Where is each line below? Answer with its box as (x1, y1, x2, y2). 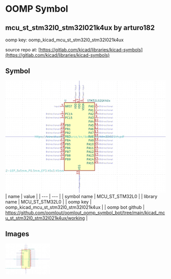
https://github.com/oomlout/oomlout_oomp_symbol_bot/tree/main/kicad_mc (5, 209, 165, 215)
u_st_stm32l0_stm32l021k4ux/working (5, 215, 85, 221)
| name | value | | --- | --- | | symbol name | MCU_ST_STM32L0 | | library (5, 193, 158, 199)
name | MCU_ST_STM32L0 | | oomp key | (5, 199, 92, 205)
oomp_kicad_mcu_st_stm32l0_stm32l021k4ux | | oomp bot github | (5, 204, 145, 210)
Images (5, 230, 30, 238)
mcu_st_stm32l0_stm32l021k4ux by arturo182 (5, 23, 155, 32)
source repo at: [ (5, 47, 40, 52)
